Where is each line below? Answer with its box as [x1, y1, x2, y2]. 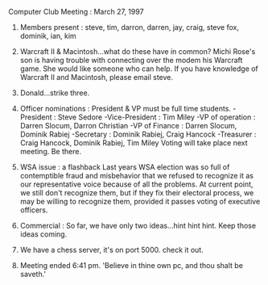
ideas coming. [19, 229, 68, 239]
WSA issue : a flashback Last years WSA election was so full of [19, 162, 230, 172]
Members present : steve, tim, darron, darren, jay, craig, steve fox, [19, 23, 240, 31]
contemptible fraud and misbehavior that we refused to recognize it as [19, 171, 254, 180]
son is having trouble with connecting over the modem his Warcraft [19, 56, 243, 65]
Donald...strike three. [19, 88, 90, 98]
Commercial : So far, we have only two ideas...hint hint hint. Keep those [19, 221, 256, 230]
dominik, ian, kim [19, 31, 76, 40]
